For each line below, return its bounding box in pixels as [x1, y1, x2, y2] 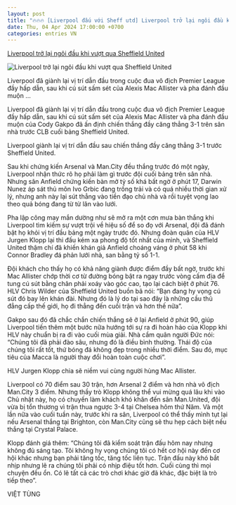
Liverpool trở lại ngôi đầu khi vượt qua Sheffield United [7, 49, 165, 58]
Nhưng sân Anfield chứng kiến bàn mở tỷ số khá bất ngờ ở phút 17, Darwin [7, 177, 222, 186]
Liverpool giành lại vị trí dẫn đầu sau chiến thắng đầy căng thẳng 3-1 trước [7, 142, 223, 150]
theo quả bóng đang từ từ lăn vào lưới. [7, 200, 118, 208]
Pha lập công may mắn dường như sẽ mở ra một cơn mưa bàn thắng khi [7, 213, 214, 222]
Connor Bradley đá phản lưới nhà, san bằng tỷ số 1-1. [7, 251, 160, 259]
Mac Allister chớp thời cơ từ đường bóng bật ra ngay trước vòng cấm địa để [7, 272, 225, 280]
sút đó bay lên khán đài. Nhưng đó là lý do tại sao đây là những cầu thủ [7, 294, 213, 303]
